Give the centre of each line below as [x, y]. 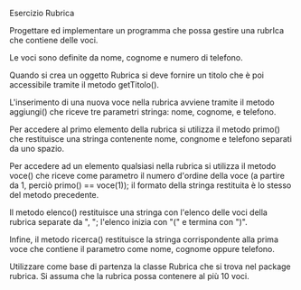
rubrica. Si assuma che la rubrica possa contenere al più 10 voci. [130, 276]
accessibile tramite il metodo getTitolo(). [85, 84]
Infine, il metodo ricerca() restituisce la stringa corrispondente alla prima [144, 239]
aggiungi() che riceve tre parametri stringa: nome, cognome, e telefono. [143, 112]
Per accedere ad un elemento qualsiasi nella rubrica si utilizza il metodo [143, 166]
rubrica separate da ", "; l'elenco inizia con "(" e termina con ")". [128, 222]
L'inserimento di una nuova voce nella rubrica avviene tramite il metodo [142, 102]
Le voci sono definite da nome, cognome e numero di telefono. [127, 57]
